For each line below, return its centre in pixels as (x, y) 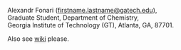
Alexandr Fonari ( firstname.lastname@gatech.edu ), (82, 10)
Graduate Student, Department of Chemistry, (73, 18)
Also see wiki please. (38, 39)
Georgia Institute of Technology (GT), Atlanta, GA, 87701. (91, 25)
